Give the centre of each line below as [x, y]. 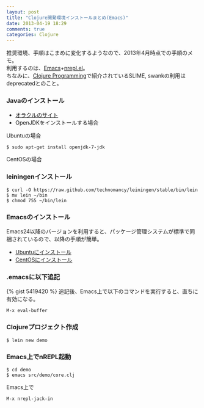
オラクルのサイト [37, 115]
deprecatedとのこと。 [34, 84]
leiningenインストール [39, 177]
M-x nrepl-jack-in [30, 399]
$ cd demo [19, 370]
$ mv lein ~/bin [27, 195]
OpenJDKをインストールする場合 [57, 123]
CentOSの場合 [24, 159]
